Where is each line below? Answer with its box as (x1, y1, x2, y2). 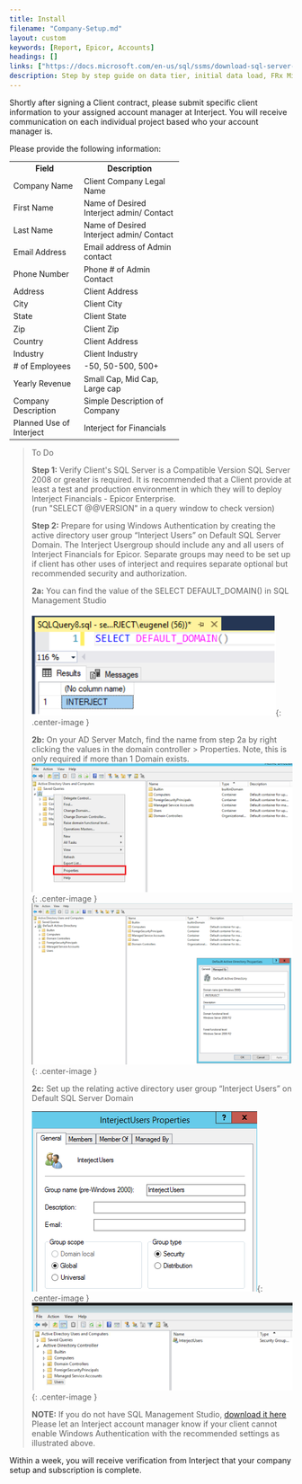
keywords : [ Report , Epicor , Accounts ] (9, 43, 155, 52)
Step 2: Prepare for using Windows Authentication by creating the (31, 520, 276, 530)
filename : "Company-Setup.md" (9, 23, 123, 33)
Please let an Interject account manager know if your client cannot (31, 1418, 278, 1429)
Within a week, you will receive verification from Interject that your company (9, 1455, 292, 1466)
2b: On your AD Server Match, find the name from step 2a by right (31, 733, 277, 745)
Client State (84, 311, 128, 322)
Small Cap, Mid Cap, (84, 373, 159, 384)
